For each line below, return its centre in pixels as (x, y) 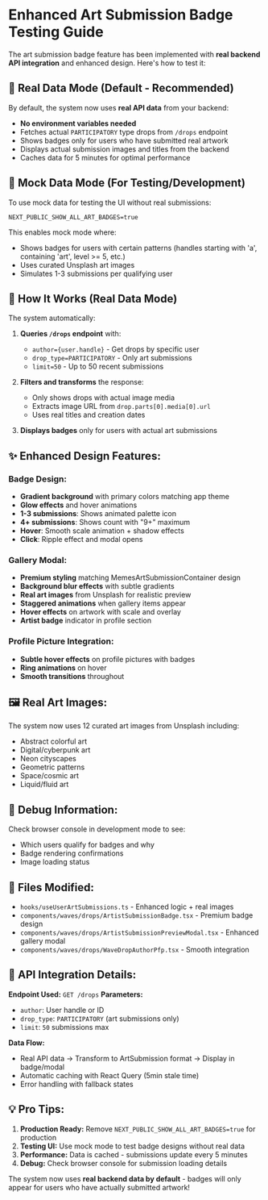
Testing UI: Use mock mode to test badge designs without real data (132, 1146)
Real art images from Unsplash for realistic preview (105, 595)
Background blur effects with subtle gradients (97, 586)
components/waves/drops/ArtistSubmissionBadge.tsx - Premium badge (136, 915)
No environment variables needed (78, 123)
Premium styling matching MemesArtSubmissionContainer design (130, 577)
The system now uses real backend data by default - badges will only (125, 1178)
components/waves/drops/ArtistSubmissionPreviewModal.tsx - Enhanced (139, 932)
